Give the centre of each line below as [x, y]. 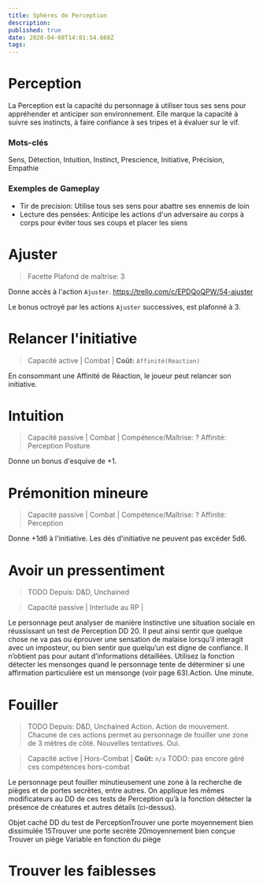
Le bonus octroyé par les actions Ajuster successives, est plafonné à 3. [125, 306]
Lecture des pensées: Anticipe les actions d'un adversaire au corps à [131, 214]
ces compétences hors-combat [78, 767]
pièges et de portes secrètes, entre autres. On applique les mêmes [116, 791]
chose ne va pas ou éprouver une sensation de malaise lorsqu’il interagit [126, 640]
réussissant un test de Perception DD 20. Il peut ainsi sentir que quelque [125, 631]
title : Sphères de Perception [58, 15]
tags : [17, 45]
